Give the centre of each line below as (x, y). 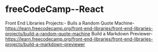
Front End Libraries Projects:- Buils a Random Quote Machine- (70, 23)
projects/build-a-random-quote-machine (48, 33)
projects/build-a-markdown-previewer (45, 44)
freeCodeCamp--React (55, 9)
